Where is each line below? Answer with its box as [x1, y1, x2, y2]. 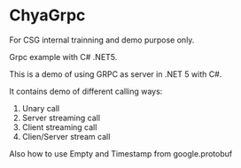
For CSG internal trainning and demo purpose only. [9, 34, 195, 45]
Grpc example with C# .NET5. [9, 51, 118, 62]
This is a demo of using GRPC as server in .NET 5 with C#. [9, 68, 222, 80]
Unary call [21, 103, 60, 113]
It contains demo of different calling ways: [9, 86, 163, 96]
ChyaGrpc [9, 5, 86, 26]
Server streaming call [21, 112, 100, 123]
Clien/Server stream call [21, 131, 111, 141]
